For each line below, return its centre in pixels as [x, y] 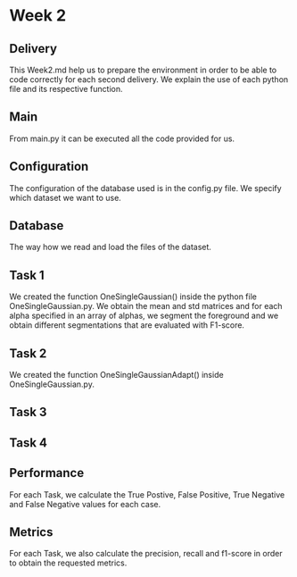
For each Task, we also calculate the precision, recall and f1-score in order [146, 554]
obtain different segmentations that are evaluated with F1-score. [127, 325]
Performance [47, 473]
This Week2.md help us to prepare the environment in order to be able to [143, 70]
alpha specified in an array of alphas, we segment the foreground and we [144, 316]
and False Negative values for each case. [85, 504]
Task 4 [28, 443]
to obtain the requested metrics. [68, 563]
